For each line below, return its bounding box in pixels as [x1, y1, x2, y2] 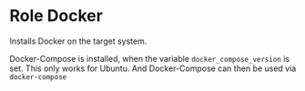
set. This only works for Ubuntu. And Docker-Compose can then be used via [9, 63, 297, 74]
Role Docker [9, 5, 103, 26]
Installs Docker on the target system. [9, 35, 147, 46]
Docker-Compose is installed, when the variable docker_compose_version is [9, 53, 290, 64]
